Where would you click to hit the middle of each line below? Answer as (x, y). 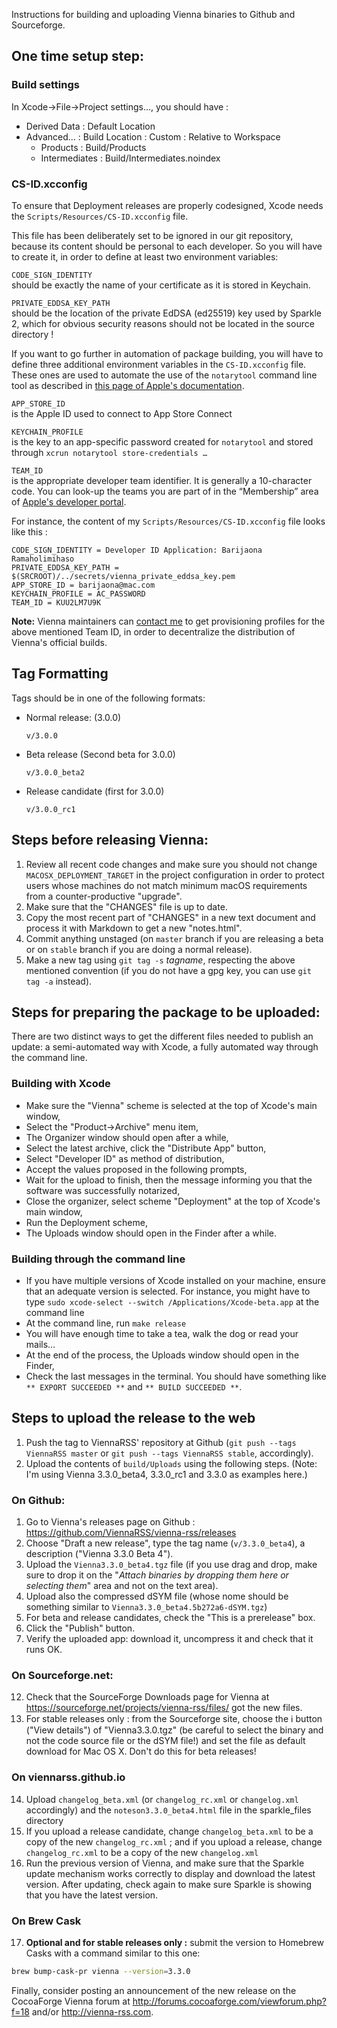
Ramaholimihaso (43, 559)
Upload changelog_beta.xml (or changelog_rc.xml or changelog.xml (162, 1799)
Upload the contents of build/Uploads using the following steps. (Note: (171, 1463)
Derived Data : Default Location (90, 126)
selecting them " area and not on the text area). (122, 1586)
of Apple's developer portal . (69, 501)
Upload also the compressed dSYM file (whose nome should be (157, 1596)
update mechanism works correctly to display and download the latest (170, 1873)
